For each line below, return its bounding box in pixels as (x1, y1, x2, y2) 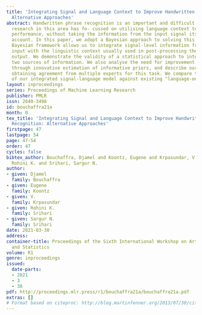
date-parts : (11, 266, 42, 273)
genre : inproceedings (6, 255, 61, 261)
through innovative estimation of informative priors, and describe (11, 64, 187, 71)
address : (6, 232, 28, 239)
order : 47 (6, 143, 31, 149)
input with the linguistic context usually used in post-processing (11, 48, 187, 54)
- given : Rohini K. (6, 205, 55, 211)
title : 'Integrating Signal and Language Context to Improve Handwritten (6, 8, 195, 15)
